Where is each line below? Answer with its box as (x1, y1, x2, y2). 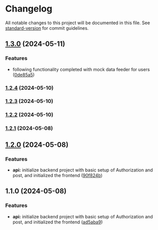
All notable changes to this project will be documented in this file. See (5, 20, 150, 26)
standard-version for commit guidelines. (5, 25, 89, 31)
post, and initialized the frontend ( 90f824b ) (12, 172, 102, 178)
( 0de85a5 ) (12, 72, 35, 78)
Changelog (5, 3, 52, 15)
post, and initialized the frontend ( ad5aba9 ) (12, 219, 103, 225)
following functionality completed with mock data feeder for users (12, 66, 150, 72)
